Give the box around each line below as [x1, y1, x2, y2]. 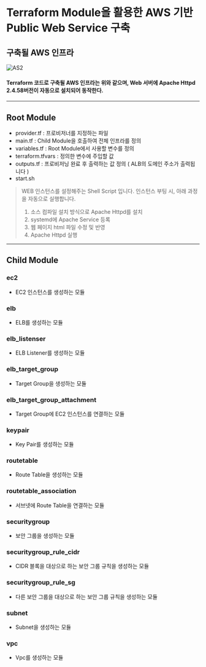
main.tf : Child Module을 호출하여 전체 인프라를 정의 [15, 137, 142, 144]
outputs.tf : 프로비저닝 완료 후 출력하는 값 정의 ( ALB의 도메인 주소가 [15, 160, 179, 168]
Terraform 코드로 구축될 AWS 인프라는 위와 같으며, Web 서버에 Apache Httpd [6, 79, 196, 86]
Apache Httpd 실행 [30, 231, 78, 239]
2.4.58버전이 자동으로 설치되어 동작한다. [6, 87, 104, 94]
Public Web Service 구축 [6, 21, 131, 35]
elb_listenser [6, 334, 46, 343]
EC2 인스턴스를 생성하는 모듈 [15, 288, 85, 296]
